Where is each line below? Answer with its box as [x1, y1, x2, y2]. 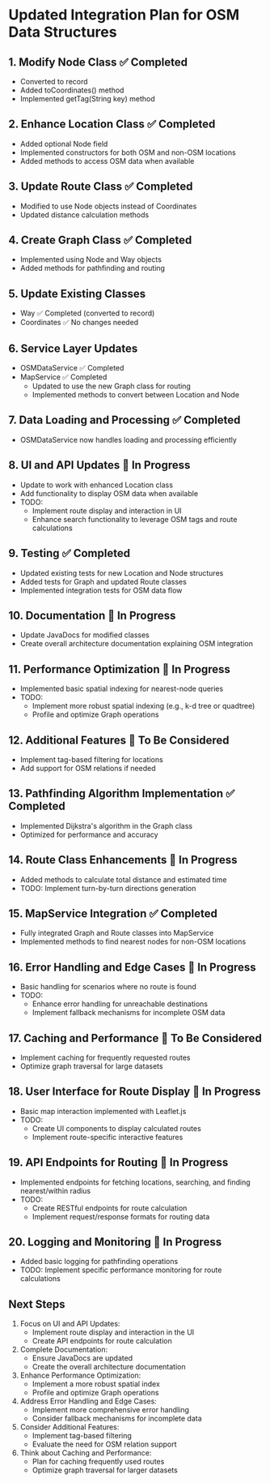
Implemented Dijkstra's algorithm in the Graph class [19, 821, 192, 830]
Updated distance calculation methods [19, 209, 150, 220]
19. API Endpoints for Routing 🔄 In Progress [8, 1155, 229, 1169]
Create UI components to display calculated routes [32, 1123, 202, 1133]
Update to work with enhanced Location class [19, 480, 174, 490]
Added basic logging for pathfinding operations [19, 1257, 179, 1267]
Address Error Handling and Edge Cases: [19, 1396, 158, 1406]
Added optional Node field [19, 139, 108, 148]
